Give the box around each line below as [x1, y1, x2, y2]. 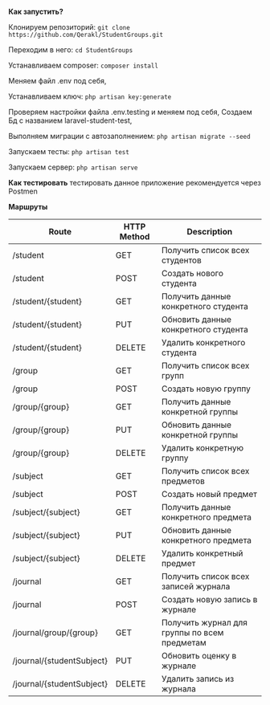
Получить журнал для [161, 617, 247, 628]
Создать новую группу [161, 383, 251, 394]
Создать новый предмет [161, 489, 257, 499]
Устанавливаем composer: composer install [8, 60, 159, 70]
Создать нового [161, 268, 223, 279]
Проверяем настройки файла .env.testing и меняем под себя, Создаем [8, 108, 252, 116]
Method [119, 231, 150, 242]
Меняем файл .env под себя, [8, 76, 107, 85]
